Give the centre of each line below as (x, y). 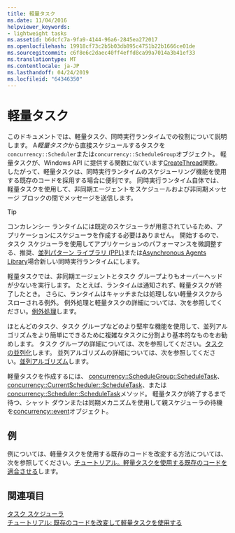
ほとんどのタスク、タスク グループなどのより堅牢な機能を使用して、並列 (112, 326)
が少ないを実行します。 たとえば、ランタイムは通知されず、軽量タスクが (112, 285)
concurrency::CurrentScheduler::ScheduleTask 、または (87, 385)
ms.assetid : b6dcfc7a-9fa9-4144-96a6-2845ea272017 (83, 40)
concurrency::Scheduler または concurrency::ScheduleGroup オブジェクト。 (113, 154)
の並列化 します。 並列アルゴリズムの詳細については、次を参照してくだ (108, 353)
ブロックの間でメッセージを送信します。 (79, 198)
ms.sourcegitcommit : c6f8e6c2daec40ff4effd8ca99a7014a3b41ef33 (101, 53)
